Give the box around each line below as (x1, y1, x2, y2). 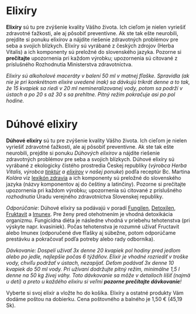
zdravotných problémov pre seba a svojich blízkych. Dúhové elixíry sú (6, 155, 174, 162)
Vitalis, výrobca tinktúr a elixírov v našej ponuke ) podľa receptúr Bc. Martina (6, 168, 190, 175)
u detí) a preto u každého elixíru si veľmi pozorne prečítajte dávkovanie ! (6, 278, 182, 285)
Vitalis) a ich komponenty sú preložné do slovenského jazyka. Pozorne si (6, 48, 182, 55)
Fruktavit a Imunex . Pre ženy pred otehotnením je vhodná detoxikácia (6, 210, 173, 217)
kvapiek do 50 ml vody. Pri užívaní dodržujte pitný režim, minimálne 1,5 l (6, 265, 180, 272)
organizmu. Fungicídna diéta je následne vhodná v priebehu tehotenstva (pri (6, 217, 190, 224)
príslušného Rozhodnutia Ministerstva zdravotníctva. (6, 60, 133, 68)
